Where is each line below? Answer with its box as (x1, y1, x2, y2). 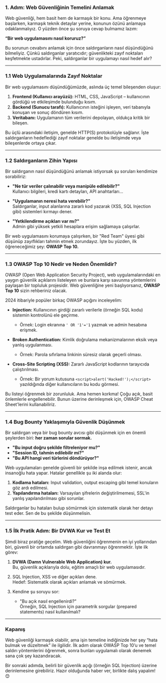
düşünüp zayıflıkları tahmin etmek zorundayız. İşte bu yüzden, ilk (5, 238, 137, 244)
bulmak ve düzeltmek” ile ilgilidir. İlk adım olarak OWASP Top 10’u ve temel (5, 642, 157, 648)
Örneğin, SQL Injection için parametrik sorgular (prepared (19, 603, 137, 609)
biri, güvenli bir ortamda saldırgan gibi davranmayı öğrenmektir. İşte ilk (5, 544, 148, 550)
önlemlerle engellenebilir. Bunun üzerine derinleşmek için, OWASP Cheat (5, 396, 153, 402)
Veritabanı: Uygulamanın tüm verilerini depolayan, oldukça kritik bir (12, 115, 150, 121)
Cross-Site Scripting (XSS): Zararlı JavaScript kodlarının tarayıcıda (12, 361, 150, 367)
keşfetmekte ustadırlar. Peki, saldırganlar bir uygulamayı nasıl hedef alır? (5, 56, 152, 62)
